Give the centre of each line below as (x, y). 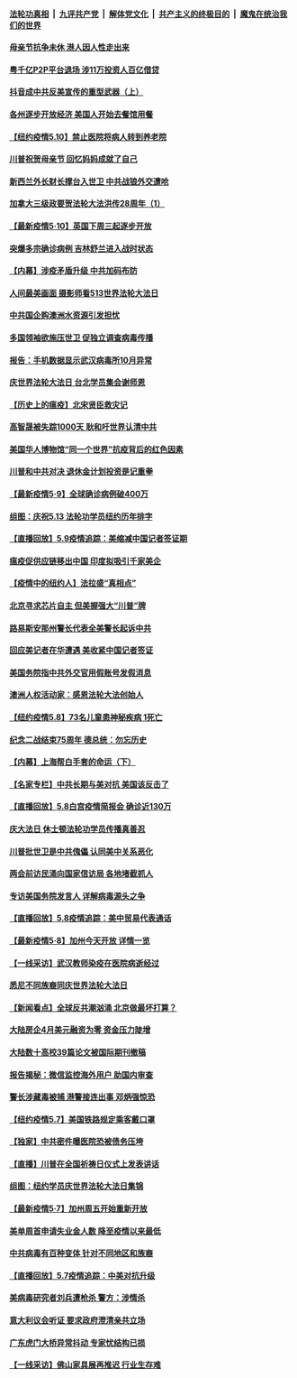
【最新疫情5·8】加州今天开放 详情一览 (80, 940)
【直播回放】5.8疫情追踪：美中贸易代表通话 (90, 918)
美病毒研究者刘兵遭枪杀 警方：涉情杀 (77, 1298)
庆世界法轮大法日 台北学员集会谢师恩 (77, 383)
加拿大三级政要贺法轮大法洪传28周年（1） (87, 204)
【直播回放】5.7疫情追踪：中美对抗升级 (82, 1275)
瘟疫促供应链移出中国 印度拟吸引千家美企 (85, 560)
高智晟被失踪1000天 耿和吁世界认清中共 (83, 427)
